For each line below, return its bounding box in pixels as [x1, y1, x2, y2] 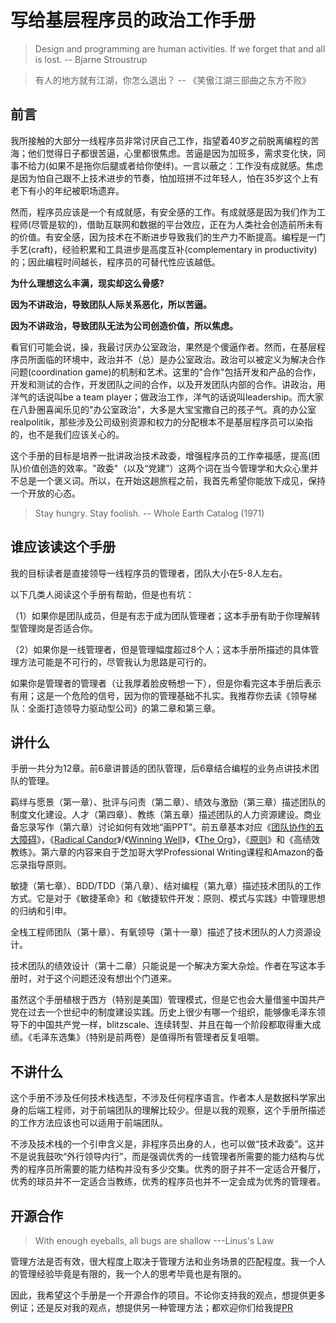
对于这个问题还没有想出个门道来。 [36, 972, 177, 985]
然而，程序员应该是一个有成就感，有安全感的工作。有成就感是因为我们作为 [10, 206, 317, 218]
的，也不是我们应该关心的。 [10, 428, 125, 440]
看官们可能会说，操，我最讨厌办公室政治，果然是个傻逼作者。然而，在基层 [10, 341, 317, 353]
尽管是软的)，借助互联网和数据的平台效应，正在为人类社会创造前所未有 [31, 218, 324, 230]
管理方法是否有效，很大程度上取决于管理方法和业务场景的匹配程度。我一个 [10, 1256, 317, 1267]
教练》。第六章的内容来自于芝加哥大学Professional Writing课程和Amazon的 [10, 846, 316, 858]
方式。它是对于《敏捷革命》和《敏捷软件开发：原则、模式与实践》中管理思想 [10, 892, 326, 905]
